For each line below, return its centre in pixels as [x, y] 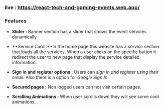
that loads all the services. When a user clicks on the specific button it [84, 52]
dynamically [24, 37]
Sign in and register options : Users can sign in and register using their [85, 72]
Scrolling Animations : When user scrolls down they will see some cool [85, 97]
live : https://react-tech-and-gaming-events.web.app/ [72, 7]
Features [16, 20]
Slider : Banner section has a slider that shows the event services [79, 32]
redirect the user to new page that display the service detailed [76, 57]
